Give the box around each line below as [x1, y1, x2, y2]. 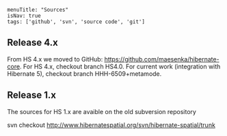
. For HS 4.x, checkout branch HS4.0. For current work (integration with [19, 62, 221, 70]
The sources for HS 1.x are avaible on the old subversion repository [7, 107, 197, 115]
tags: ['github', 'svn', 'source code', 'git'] [7, 18, 146, 25]
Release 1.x [7, 90, 57, 101]
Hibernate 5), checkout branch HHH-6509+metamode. [7, 69, 162, 78]
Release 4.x [7, 37, 58, 49]
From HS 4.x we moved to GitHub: [7, 55, 103, 63]
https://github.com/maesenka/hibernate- [104, 55, 220, 63]
